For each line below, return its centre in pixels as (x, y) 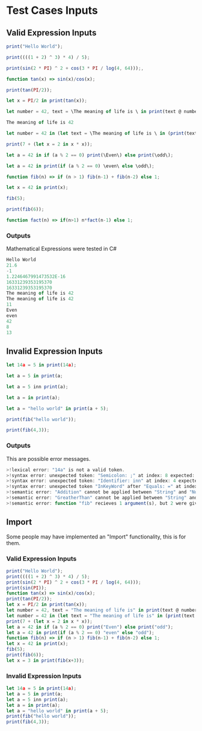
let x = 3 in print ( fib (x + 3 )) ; (45, 660)
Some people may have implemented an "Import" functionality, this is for (96, 537)
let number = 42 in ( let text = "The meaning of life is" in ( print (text (101, 615)
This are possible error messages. (48, 458)
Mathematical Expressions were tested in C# (62, 249)
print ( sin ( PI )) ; (26, 588)
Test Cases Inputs (52, 11)
